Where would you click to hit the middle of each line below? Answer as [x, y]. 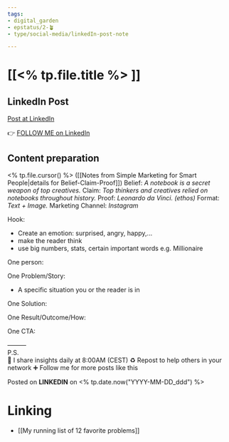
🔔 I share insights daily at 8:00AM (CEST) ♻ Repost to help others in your [114, 360]
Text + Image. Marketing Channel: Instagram [73, 206]
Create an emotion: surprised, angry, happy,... [85, 233]
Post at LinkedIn [31, 119]
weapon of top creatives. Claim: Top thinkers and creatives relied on [108, 190]
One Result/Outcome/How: [47, 317]
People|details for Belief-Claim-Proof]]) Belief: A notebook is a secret [109, 183]
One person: [26, 262]
